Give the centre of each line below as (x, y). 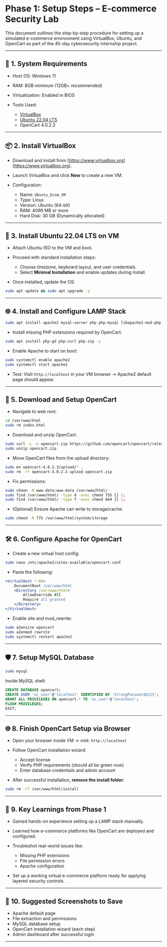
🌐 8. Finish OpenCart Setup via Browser (68, 729)
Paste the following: (33, 572)
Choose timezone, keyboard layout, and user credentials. (78, 267)
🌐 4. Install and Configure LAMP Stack (66, 311)
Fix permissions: (29, 481)
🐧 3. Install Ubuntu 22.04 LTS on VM (62, 236)
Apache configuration (42, 866)
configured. (24, 836)
